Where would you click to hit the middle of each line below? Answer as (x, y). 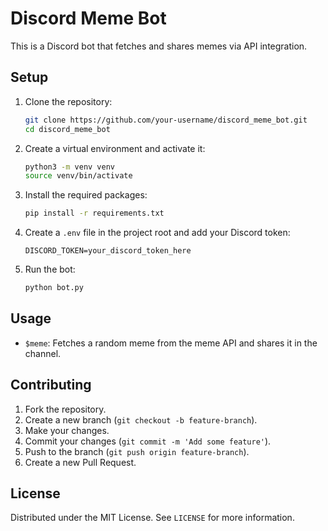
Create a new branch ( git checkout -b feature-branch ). (141, 419)
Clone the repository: (68, 101)
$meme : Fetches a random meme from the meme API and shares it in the (171, 343)
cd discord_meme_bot (67, 129)
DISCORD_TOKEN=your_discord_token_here (108, 251)
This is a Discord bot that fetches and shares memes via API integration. (159, 46)
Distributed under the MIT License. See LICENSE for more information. (152, 518)
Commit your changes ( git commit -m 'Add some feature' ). (148, 441)
